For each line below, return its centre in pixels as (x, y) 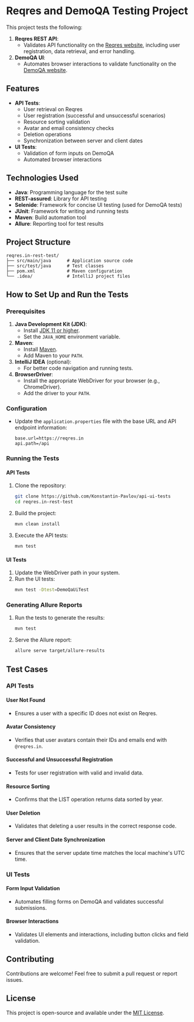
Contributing (30, 959)
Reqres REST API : (37, 38)
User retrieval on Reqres (53, 109)
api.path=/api (32, 444)
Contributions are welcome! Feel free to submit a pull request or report (92, 974)
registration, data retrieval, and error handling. (79, 51)
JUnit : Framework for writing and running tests (71, 211)
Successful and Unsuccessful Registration (60, 760)
